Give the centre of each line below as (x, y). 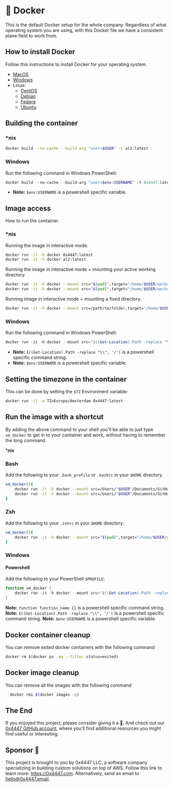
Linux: (19, 85)
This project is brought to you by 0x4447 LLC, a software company (76, 763)
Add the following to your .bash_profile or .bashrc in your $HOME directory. (84, 475)
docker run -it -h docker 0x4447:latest (49, 255)
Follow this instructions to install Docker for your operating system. (76, 64)
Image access (28, 208)
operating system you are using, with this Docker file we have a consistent (84, 30)
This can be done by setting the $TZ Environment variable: (67, 391)
